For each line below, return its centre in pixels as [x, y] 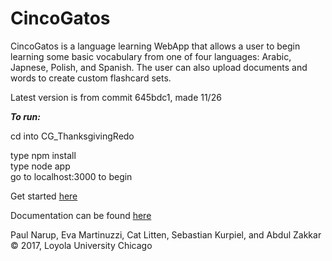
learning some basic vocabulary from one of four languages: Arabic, [151, 56]
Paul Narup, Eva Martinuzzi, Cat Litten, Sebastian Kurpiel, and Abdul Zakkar [166, 234]
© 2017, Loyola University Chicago [81, 245]
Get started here [44, 196]
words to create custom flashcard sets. [91, 78]
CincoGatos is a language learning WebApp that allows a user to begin [155, 46]
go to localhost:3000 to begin [71, 176]
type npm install [43, 155]
